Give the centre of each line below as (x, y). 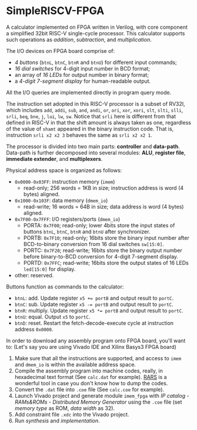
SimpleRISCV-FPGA (55, 11)
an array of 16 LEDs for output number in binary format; (81, 75)
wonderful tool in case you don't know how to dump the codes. (91, 383)
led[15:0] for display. (49, 269)
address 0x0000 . (34, 329)
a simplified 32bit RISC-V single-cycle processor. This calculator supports (96, 33)
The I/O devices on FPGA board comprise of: (61, 51)
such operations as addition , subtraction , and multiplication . (79, 39)
